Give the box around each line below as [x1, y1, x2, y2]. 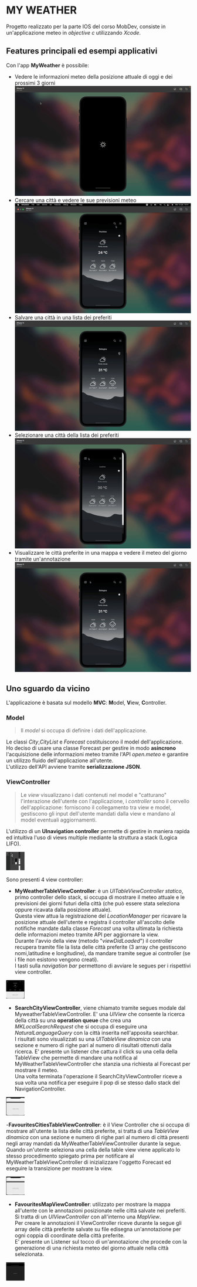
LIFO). [6, 840, 21, 847]
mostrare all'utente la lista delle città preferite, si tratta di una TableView [6, 1127, 179, 1135]
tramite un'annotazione [14, 555, 71, 562]
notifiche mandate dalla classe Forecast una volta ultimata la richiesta [14, 925, 184, 932]
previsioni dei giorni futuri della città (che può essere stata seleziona [14, 899, 180, 906]
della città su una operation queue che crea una [14, 1017, 132, 1024]
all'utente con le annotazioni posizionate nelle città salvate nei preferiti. [14, 1207, 186, 1214]
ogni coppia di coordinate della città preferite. [14, 1232, 125, 1239]
